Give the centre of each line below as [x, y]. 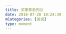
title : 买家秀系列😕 [24, 10]
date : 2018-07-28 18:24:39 [33, 14]
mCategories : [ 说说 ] [26, 19]
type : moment [19, 24]
